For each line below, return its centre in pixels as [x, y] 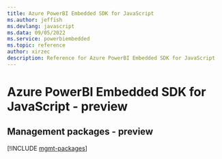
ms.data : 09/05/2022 [37, 33]
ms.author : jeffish [35, 20]
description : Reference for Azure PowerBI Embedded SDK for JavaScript [111, 58]
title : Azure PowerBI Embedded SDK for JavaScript [81, 13]
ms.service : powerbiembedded [48, 39]
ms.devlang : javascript [41, 26]
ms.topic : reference [37, 45]
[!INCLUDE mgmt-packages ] [47, 148]
